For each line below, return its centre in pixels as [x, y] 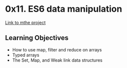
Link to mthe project [25, 23]
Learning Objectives [37, 38]
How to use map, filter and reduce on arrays [57, 49]
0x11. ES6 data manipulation [63, 9]
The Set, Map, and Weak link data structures [57, 60]
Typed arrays [26, 55]
